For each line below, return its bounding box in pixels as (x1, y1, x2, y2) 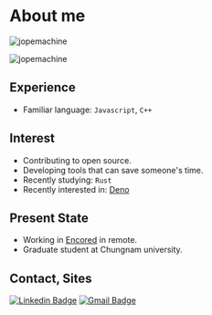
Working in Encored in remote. (22, 235, 138, 246)
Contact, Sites (9, 270, 93, 286)
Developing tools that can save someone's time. (22, 164, 204, 175)
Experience (9, 79, 76, 96)
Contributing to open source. (22, 154, 132, 165)
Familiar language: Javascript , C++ (22, 104, 153, 115)
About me (9, 5, 86, 26)
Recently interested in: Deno (22, 184, 130, 194)
